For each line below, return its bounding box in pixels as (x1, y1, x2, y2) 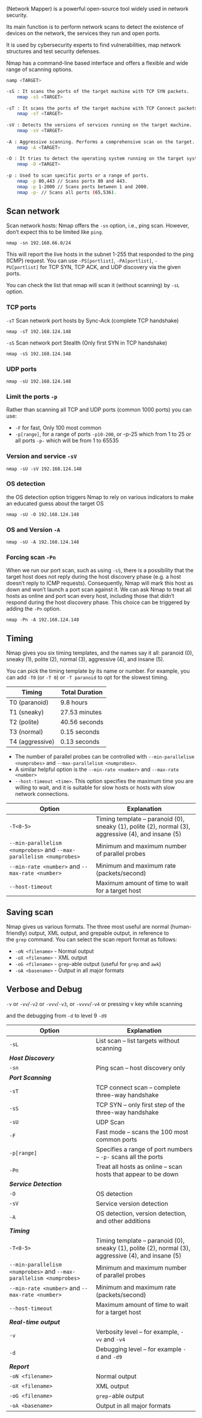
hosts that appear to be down (96, 1170, 179, 1178)
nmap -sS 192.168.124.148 (6, 351, 71, 357)
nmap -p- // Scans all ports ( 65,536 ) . (17, 189, 117, 196)
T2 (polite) (9, 718, 40, 726)
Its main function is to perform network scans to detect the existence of (6, 24, 184, 30)
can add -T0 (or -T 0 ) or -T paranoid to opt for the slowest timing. (6, 674, 169, 681)
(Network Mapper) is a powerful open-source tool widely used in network (6, 5, 189, 12)
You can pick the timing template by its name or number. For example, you (6, 667, 191, 675)
